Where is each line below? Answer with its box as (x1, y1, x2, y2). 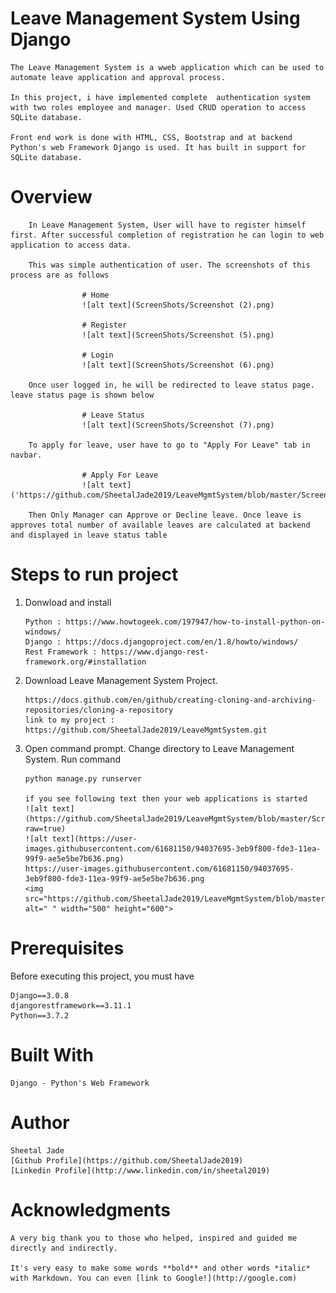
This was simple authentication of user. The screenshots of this (28, 260, 311, 270)
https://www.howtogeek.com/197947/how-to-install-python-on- (65, 617, 326, 627)
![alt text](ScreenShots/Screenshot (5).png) (81, 330, 275, 340)
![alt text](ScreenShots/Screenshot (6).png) (81, 360, 275, 370)
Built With (10, 1043, 94, 1066)
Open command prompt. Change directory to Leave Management (24, 742, 295, 754)
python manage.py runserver (24, 773, 142, 784)
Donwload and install (24, 596, 112, 608)
